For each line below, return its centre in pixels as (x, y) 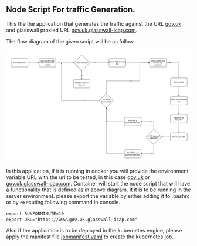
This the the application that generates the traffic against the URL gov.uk (94, 23)
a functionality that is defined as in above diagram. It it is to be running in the (98, 190)
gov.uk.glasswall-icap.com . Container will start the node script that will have (98, 183)
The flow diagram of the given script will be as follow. (70, 41)
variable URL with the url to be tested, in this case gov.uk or (78, 177)
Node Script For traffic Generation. (71, 10)
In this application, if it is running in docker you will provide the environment (97, 171)
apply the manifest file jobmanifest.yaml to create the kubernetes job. (90, 237)
